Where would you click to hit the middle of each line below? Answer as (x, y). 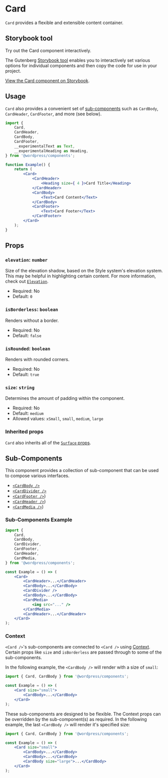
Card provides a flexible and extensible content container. (64, 23)
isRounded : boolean (28, 348)
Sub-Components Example (39, 520)
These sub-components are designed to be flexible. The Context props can (83, 714)
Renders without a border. (32, 320)
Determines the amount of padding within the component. (65, 398)
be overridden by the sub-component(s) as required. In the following (76, 719)
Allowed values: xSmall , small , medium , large (58, 419)
